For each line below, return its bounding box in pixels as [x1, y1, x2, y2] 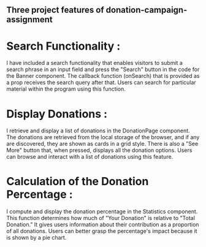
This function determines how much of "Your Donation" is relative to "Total [6, 215, 195, 222]
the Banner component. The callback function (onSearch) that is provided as [6, 72, 200, 80]
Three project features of [6, 5, 104, 15]
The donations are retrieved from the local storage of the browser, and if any [6, 134, 200, 141]
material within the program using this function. [6, 85, 126, 93]
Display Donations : [6, 107, 108, 121]
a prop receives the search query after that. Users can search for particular [6, 79, 196, 86]
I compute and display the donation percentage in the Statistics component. [6, 208, 198, 215]
